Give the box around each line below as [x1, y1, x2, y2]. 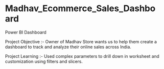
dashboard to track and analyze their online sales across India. [5, 44, 131, 50]
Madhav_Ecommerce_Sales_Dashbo [5, 3, 156, 14]
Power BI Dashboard [5, 29, 47, 35]
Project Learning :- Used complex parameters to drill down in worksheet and [5, 53, 160, 59]
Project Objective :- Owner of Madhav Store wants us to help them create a [5, 38, 157, 44]
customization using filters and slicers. [5, 58, 83, 64]
